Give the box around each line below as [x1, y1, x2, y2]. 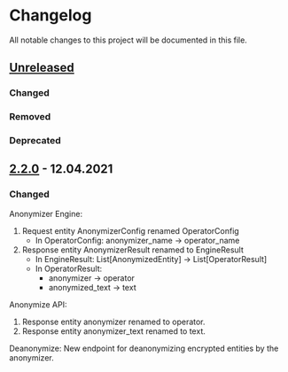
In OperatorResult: [35, 263, 103, 274]
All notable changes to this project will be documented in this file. [9, 35, 248, 45]
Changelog [9, 5, 92, 26]
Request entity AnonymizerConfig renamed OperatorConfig [21, 225, 239, 236]
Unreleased [9, 60, 75, 75]
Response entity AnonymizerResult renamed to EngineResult [21, 244, 244, 255]
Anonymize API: [9, 298, 67, 310]
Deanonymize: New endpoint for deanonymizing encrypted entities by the [9, 343, 279, 353]
